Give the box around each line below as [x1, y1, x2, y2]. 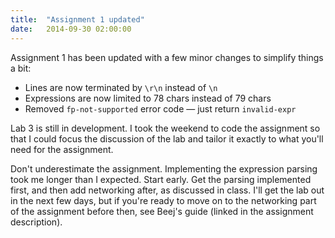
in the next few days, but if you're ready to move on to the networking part [10, 194, 317, 206]
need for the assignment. [10, 143, 114, 155]
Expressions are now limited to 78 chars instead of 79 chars [24, 92, 272, 104]
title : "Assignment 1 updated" [10, 14, 145, 25]
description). [10, 216, 63, 228]
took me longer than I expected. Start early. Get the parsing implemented [10, 173, 312, 185]
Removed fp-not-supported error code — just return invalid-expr [24, 102, 297, 115]
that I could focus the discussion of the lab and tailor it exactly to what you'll [10, 132, 324, 145]
